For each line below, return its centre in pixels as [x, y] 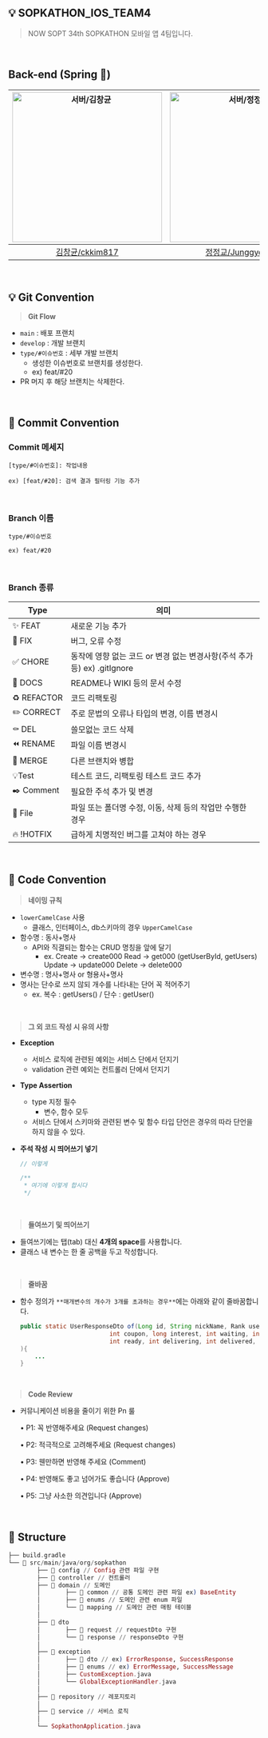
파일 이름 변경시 [99, 745]
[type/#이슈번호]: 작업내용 [48, 466]
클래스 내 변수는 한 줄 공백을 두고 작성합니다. [89, 1252]
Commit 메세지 [36, 447]
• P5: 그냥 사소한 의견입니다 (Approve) [81, 1496]
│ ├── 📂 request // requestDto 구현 [107, 1630]
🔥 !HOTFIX [32, 833]
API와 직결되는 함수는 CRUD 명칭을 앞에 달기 [101, 947]
